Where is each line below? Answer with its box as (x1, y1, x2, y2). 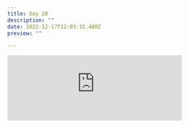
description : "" (7, 17, 54, 24)
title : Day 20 (7, 10, 49, 17)
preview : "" (7, 29, 42, 37)
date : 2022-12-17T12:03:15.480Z (7, 23, 101, 30)
